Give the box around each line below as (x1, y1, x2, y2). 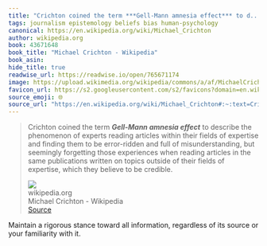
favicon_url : (8, 85, 52, 94)
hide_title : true (8, 64, 66, 72)
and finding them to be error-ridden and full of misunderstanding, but (27, 139, 255, 149)
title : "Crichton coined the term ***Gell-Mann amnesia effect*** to (8, 11, 244, 20)
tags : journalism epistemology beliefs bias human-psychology (8, 19, 219, 27)
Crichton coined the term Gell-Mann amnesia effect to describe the (27, 123, 252, 132)
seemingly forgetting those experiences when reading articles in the (27, 148, 252, 158)
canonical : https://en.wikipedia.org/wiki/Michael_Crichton (8, 26, 212, 34)
